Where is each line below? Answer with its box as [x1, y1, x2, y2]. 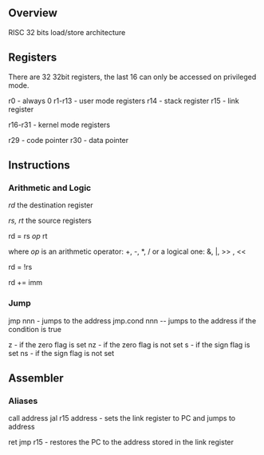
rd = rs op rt [8, 231, 48, 241]
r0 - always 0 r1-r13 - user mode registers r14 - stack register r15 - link [8, 96, 239, 105]
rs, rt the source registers [8, 216, 92, 226]
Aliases [8, 395, 38, 406]
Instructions [8, 159, 70, 172]
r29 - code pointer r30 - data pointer [8, 135, 129, 144]
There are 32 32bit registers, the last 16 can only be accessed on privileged [8, 72, 257, 81]
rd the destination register [8, 200, 93, 210]
